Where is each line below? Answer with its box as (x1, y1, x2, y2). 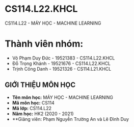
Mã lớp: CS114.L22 (12, 105, 52, 111)
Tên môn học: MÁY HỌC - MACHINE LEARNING (12, 94, 113, 100)
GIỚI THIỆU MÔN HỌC (5, 80, 76, 90)
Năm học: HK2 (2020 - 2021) (12, 111, 74, 117)
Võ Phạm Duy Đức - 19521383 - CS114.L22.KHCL (12, 55, 115, 61)
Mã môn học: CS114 (12, 99, 55, 105)
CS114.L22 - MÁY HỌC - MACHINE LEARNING (5, 20, 101, 26)
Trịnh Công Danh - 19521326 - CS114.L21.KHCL (12, 66, 112, 72)
